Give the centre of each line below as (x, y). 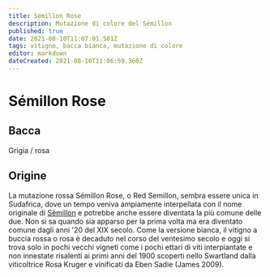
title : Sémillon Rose (45, 16)
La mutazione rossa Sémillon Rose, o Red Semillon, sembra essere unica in (133, 195)
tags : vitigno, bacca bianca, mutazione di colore (96, 46)
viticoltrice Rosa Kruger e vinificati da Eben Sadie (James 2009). (116, 264)
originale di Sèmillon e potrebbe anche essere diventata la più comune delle (135, 212)
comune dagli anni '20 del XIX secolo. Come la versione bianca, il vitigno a (133, 230)
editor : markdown (38, 53)
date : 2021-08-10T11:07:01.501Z (63, 38)
